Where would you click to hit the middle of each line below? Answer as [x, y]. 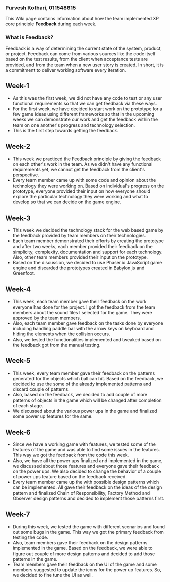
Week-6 [18, 432]
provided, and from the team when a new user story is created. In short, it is [84, 65]
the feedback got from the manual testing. [57, 345]
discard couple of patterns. [41, 389]
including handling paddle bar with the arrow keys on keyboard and [83, 328]
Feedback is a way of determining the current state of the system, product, [84, 48]
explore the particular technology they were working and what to [80, 197]
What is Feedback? [29, 37]
